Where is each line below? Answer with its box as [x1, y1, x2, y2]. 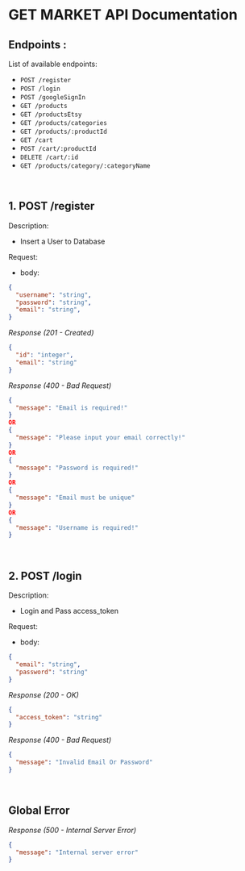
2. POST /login [8, 569, 82, 582]
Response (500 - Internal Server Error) [8, 825, 137, 835]
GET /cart [19, 136, 54, 144]
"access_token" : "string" [15, 713, 103, 721]
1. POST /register [8, 199, 95, 213]
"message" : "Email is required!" [15, 403, 128, 412]
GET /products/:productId [19, 127, 107, 135]
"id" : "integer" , [15, 351, 74, 360]
